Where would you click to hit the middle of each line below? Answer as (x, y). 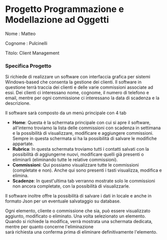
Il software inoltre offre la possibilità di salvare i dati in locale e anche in (79, 196)
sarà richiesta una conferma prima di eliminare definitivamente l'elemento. (81, 232)
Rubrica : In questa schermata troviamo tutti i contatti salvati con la (81, 149)
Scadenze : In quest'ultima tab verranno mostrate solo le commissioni (84, 181)
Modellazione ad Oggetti (57, 20)
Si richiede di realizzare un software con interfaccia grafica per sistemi (78, 77)
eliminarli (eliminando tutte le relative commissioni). (65, 160)
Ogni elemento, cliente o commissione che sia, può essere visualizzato (78, 211)
